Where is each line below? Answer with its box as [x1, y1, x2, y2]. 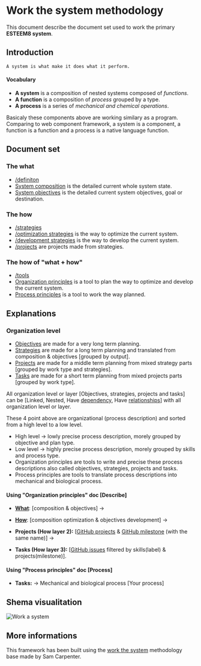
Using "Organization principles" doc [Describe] [6, 491, 127, 499]
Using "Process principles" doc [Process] [6, 566, 113, 573]
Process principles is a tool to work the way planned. [14, 291, 146, 298]
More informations [6, 630, 77, 641]
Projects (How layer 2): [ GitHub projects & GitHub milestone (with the [14, 528, 188, 535]
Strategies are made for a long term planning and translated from [14, 346, 176, 353]
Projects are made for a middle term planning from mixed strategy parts [14, 359, 193, 366]
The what [6, 162, 35, 170]
